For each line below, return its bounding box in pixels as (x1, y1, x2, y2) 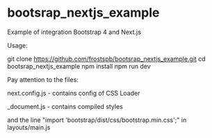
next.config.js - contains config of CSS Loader (7, 89, 140, 97)
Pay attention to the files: (7, 75, 79, 84)
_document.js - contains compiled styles (7, 102, 123, 110)
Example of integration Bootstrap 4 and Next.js (7, 28, 141, 36)
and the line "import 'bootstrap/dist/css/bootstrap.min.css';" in (7, 116, 187, 124)
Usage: (7, 41, 28, 49)
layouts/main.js (7, 123, 51, 131)
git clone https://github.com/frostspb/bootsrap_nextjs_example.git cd (7, 54, 206, 63)
